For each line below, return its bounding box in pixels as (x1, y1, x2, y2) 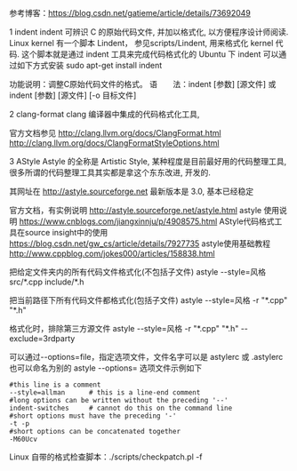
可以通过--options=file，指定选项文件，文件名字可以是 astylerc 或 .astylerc (9, 352, 284, 362)
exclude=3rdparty (9, 333, 76, 344)
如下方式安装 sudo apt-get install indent (16, 60, 163, 70)
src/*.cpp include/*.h (9, 276, 84, 287)
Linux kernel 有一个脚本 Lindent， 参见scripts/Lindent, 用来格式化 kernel (9, 38, 274, 48)
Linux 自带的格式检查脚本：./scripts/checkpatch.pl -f (9, 451, 203, 462)
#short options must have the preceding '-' (9, 411, 177, 420)
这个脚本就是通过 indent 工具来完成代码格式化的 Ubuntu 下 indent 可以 (20, 49, 279, 60)
